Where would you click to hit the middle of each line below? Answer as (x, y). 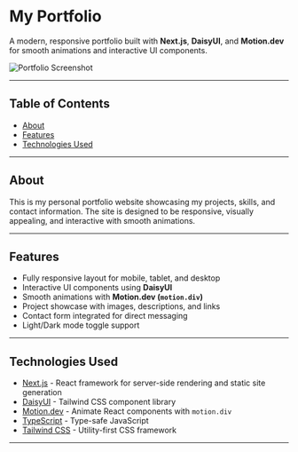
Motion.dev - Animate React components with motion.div (127, 411)
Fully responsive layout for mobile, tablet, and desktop (121, 278)
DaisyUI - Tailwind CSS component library (99, 402)
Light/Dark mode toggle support (81, 325)
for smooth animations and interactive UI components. (109, 50)
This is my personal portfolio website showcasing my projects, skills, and (142, 202)
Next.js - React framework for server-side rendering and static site (144, 383)
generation (42, 393)
